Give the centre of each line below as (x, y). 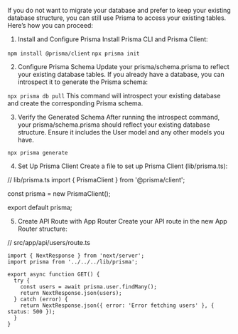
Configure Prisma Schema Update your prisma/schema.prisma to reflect (123, 67)
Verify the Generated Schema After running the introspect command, (119, 117)
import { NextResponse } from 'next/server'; (76, 256)
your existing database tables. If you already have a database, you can (121, 74)
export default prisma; (40, 207)
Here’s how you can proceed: (50, 25)
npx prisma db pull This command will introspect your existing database (114, 96)
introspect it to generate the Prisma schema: (82, 82)
